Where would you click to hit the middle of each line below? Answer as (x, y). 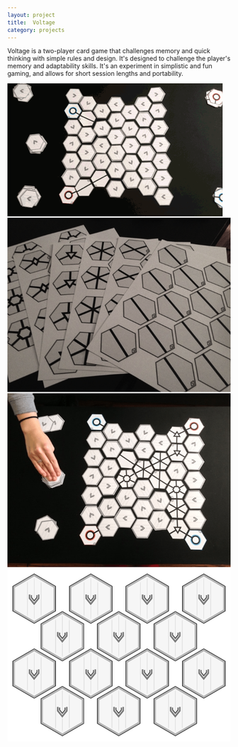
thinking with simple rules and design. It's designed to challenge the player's (119, 59)
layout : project (31, 15)
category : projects (36, 30)
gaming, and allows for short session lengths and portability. (95, 74)
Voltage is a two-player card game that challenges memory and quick (109, 51)
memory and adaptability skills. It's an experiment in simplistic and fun (110, 66)
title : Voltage (31, 22)
